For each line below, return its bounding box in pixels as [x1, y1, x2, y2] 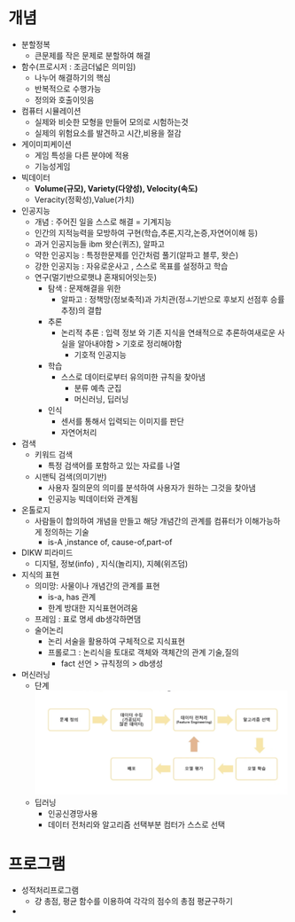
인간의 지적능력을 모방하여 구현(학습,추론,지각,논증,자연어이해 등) [34, 227, 259, 238]
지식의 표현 [20, 569, 60, 580]
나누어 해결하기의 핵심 [34, 72, 112, 82]
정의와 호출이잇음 [34, 94, 95, 105]
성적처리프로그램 [20, 885, 79, 895]
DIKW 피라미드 [20, 547, 74, 558]
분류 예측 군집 [74, 382, 122, 393]
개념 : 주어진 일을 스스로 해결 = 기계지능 [34, 216, 172, 227]
